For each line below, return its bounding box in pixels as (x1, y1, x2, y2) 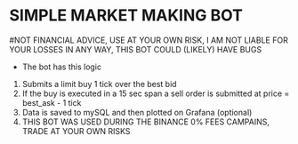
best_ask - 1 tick (21, 97, 82, 108)
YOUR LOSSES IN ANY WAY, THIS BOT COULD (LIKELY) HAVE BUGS (9, 44, 262, 54)
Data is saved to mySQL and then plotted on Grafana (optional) (21, 107, 253, 117)
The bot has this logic (21, 61, 102, 72)
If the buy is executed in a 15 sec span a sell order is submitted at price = (21, 88, 290, 99)
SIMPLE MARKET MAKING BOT (9, 5, 243, 26)
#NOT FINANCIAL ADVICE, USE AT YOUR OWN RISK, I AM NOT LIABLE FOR (9, 35, 289, 45)
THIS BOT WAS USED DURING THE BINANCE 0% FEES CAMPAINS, (21, 116, 270, 127)
